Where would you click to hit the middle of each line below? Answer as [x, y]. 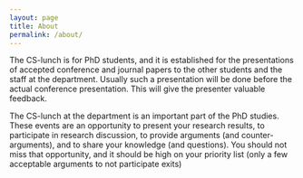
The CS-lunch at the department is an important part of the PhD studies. [144, 116]
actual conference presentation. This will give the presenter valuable [137, 89]
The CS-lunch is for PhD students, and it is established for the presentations [152, 61]
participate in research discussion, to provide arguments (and [125, 136]
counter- [257, 136]
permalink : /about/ [46, 34]
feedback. [28, 98]
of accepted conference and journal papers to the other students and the [146, 70]
